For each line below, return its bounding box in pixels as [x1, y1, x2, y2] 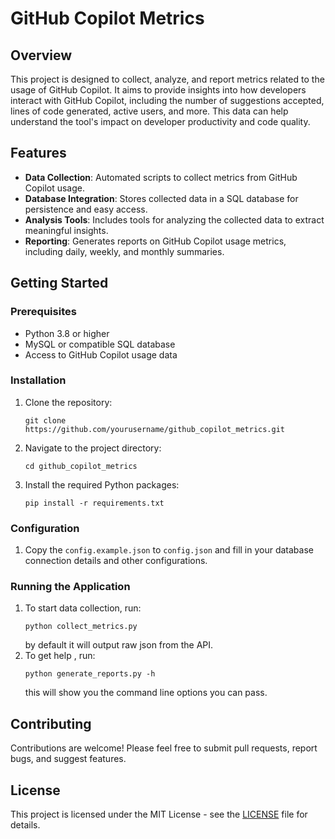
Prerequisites [10, 305, 77, 319]
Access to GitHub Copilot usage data [24, 348, 178, 361]
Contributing [10, 715, 92, 732]
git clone [24, 415, 67, 426]
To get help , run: [24, 650, 96, 662]
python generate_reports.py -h [24, 669, 156, 679]
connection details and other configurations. [24, 555, 208, 567]
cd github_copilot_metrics [24, 461, 138, 471]
